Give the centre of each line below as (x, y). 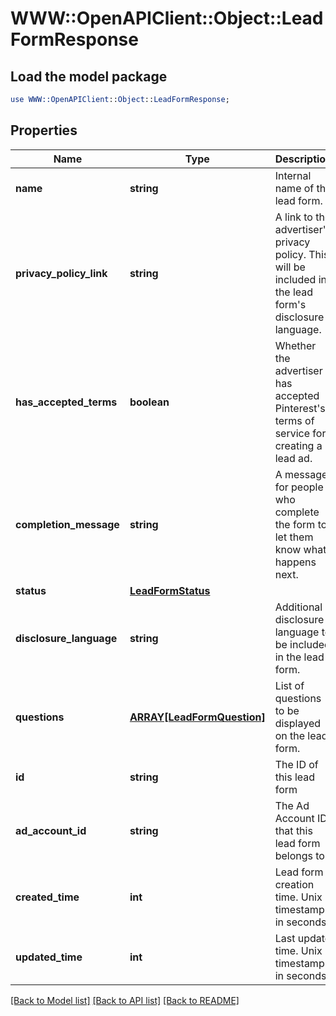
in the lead (299, 657)
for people (299, 487)
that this (293, 830)
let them (294, 537)
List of (289, 685)
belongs (293, 855)
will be (290, 267)
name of (294, 188)
